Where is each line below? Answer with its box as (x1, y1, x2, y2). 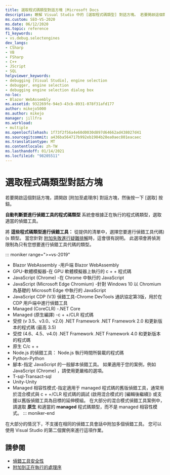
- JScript (5, 64, 26, 69)
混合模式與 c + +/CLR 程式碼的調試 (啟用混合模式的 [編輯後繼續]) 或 (17, 391, 158, 397)
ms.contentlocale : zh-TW (5, 144, 58, 149)
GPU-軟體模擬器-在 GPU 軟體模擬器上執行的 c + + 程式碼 (12, 268, 132, 274)
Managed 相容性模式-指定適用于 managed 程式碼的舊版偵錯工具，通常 (12, 384, 160, 390)
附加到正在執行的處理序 (12, 464, 62, 470)
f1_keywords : (5, 31, 33, 36)
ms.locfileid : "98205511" (5, 153, 60, 159)
